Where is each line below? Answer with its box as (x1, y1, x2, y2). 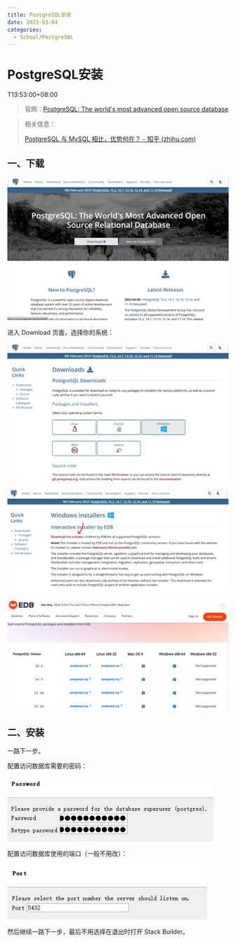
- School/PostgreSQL (13, 34, 74, 41)
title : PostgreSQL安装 (7, 11, 72, 18)
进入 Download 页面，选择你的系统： (7, 328, 114, 336)
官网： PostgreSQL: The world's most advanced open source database (24, 105, 229, 114)
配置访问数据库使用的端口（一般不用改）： (7, 849, 128, 858)
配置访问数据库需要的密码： (7, 762, 88, 770)
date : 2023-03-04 (7, 18, 58, 26)
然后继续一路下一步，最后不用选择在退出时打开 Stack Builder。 (7, 927, 190, 936)
